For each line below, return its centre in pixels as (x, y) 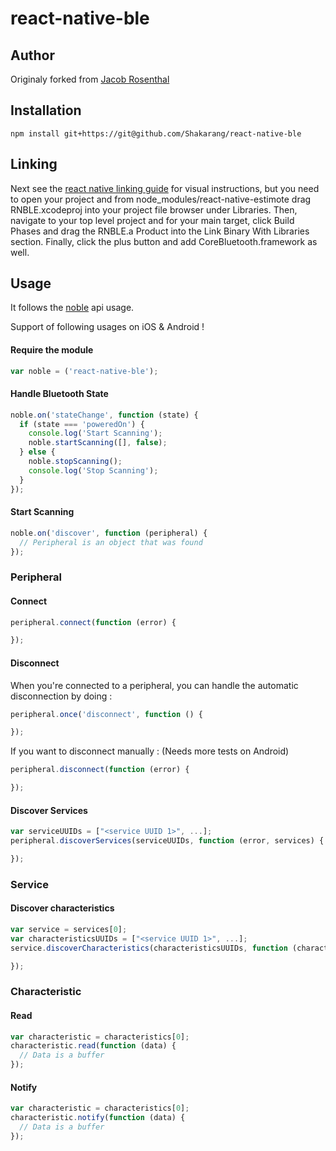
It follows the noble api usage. (72, 308)
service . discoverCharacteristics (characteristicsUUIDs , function (149, 948)
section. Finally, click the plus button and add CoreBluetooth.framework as (164, 241)
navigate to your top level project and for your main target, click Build (152, 220)
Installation (46, 110)
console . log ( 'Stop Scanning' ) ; (93, 470)
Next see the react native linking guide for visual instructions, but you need (165, 188)
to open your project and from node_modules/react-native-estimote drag (161, 199)
